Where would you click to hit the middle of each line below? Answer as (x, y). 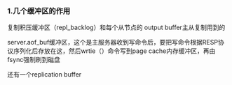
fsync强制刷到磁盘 (34, 60)
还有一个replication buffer (45, 75)
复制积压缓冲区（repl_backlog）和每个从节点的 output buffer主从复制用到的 (116, 28)
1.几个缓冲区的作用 (39, 10)
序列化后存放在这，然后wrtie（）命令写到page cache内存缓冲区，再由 (114, 51)
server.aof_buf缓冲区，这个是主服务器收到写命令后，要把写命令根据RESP (113, 42)
